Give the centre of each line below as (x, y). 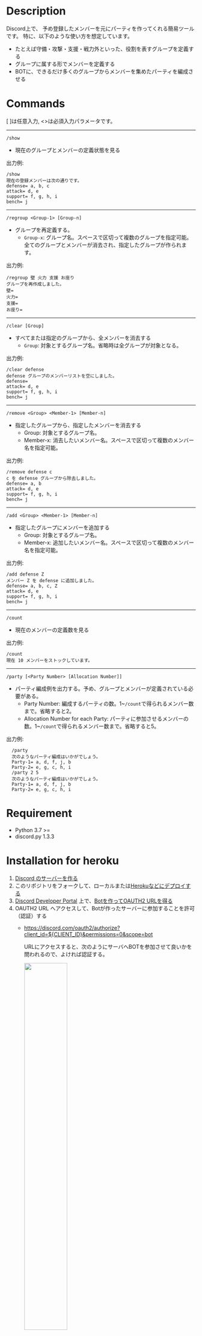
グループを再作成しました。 (35, 284)
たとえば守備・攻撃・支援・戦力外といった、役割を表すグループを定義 (102, 49)
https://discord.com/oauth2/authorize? (72, 928)
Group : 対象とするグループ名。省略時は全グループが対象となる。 (103, 345)
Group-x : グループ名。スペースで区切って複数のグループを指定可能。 (108, 237)
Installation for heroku (63, 861)
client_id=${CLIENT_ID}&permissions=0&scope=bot (88, 934)
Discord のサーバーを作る (46, 878)
